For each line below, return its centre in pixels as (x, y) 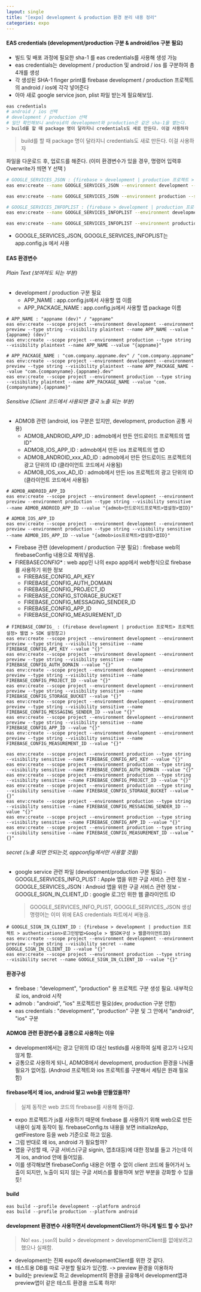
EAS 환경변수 (22, 258)
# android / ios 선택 (32, 112)
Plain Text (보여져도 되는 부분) (42, 273)
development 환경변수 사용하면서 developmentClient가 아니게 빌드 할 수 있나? (100, 1225)
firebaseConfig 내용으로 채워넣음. (55, 555)
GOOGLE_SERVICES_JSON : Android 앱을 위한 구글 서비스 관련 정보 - (98, 887)
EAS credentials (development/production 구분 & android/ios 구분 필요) (95, 43)
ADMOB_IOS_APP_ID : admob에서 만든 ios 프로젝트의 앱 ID (94, 450)
